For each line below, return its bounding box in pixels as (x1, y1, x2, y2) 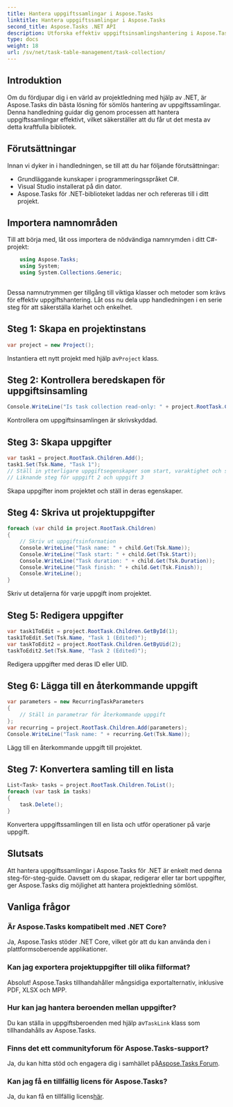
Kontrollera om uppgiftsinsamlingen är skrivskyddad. (7, 416, 158, 425)
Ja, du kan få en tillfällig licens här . (7, 1092, 104, 1101)
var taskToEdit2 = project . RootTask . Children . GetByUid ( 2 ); (7, 641, 182, 648)
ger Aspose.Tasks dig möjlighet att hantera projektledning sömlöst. (7, 880, 198, 889)
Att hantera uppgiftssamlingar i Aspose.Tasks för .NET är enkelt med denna (7, 866, 223, 874)
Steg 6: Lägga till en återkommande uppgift (7, 680, 198, 691)
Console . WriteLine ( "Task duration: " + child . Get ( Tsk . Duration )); (19, 557, 216, 564)
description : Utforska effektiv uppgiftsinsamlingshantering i (7, 29, 194, 37)
